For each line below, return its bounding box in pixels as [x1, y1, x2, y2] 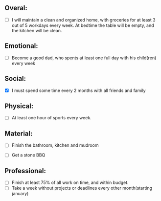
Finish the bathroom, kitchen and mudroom [11, 142, 99, 148]
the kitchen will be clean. [11, 27, 62, 33]
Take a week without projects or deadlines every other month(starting [11, 185, 153, 191]
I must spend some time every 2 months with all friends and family [11, 88, 146, 93]
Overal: [4, 4, 28, 12]
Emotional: [4, 42, 39, 50]
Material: [4, 129, 33, 137]
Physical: [4, 102, 34, 111]
